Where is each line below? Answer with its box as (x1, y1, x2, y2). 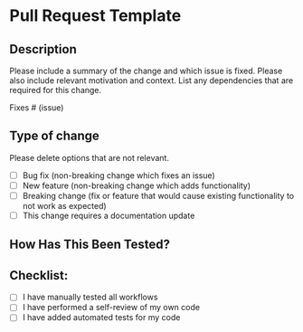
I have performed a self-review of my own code (22, 302, 201, 313)
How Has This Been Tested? (9, 237, 170, 252)
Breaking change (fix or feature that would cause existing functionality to (22, 190, 295, 201)
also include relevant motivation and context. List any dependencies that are (9, 75, 294, 86)
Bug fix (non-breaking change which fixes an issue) (22, 169, 215, 181)
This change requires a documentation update (22, 210, 195, 221)
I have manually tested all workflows (22, 291, 158, 303)
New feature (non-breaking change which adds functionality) (22, 180, 251, 191)
